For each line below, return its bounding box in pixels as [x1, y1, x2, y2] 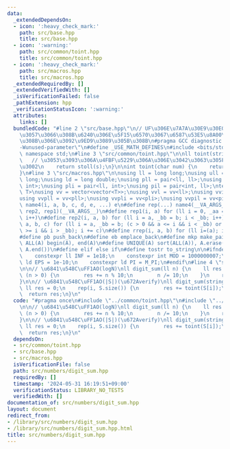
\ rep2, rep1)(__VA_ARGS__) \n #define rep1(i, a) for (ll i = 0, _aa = [19, 208, 225, 215]
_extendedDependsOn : [13, 16, 72, 23]
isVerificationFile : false [13, 361, 90, 368]
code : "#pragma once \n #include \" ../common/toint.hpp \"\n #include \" [13, 297, 216, 304]
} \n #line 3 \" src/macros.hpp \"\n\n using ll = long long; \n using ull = [19, 170, 225, 176]
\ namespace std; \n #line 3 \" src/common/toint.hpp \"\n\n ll [19, 150, 192, 158]
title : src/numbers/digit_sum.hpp [7, 431, 106, 438]
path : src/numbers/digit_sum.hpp [13, 367, 109, 374]
